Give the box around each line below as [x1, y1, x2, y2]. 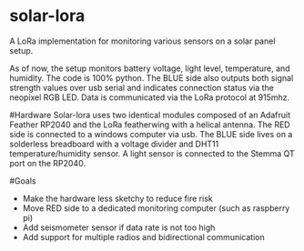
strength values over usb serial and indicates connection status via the [9, 82, 275, 93]
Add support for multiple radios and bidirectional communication [22, 231, 266, 242]
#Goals [9, 175, 36, 186]
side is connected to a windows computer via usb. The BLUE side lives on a [9, 128, 293, 139]
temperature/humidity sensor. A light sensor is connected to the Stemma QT [9, 147, 296, 159]
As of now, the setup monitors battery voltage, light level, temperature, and [9, 63, 290, 74]
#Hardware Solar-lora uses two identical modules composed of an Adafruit [9, 109, 291, 120]
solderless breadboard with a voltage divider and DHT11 [9, 138, 219, 149]
